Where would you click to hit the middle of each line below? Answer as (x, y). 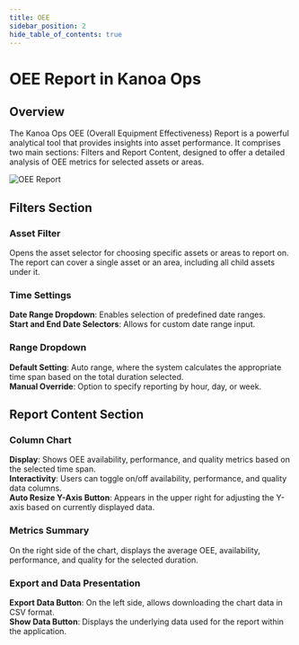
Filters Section (51, 208)
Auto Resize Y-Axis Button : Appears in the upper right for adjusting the (142, 498)
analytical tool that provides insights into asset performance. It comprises (145, 143)
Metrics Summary (49, 531)
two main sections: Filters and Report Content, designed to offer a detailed (147, 153)
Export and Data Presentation (75, 583)
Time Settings (40, 295)
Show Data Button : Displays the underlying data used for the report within (147, 622)
